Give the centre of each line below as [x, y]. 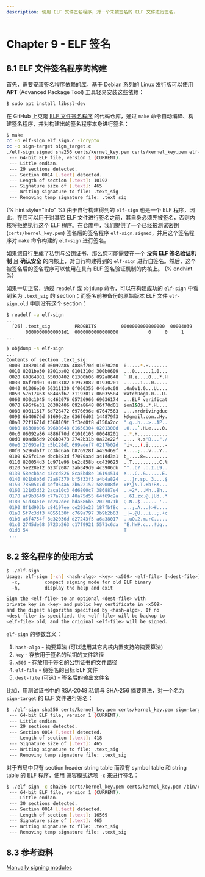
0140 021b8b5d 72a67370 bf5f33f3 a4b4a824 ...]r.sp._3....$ [88, 479]
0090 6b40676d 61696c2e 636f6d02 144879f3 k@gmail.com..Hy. [88, 417]
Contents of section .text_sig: [47, 360]
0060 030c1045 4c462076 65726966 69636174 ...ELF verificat [88, 400]
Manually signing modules [39, 868]
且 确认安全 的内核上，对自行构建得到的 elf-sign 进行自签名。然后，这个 [105, 261]
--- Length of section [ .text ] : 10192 [58, 181]
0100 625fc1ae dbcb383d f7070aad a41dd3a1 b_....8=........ [88, 457]
